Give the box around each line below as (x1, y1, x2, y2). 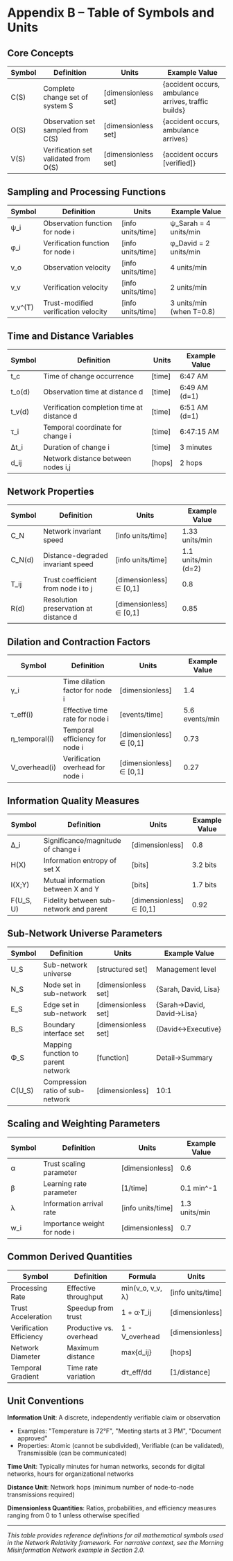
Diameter (10, 1352, 41, 1361)
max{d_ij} (121, 1347, 152, 1357)
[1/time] (121, 1183, 148, 1193)
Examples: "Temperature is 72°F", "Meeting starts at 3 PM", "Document (17, 1427, 222, 1436)
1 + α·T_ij (121, 1307, 152, 1317)
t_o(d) (10, 387, 31, 396)
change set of (42, 92, 89, 102)
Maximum (67, 1343, 99, 1352)
